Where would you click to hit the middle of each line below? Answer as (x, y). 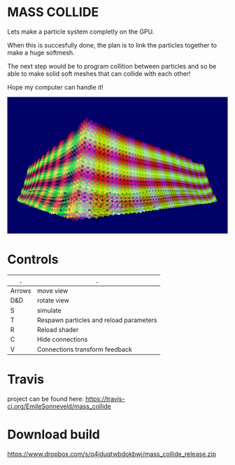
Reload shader (58, 330)
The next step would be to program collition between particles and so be (112, 66)
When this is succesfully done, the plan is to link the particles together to (112, 45)
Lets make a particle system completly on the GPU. (81, 32)
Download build (54, 435)
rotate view (54, 300)
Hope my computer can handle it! (55, 87)
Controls (33, 259)
